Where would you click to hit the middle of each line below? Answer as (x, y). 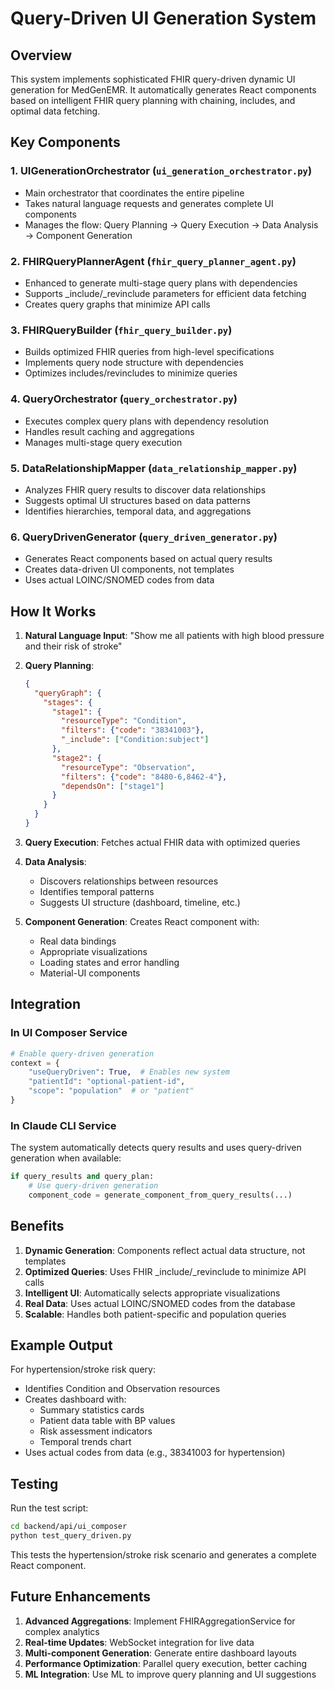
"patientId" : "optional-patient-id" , (107, 1082)
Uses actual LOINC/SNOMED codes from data (119, 580)
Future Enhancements (81, 1597)
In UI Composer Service (69, 1033)
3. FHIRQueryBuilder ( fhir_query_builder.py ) (121, 330)
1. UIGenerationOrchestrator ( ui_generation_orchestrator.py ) (161, 171)
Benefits (37, 1226)
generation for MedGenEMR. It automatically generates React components (163, 90)
